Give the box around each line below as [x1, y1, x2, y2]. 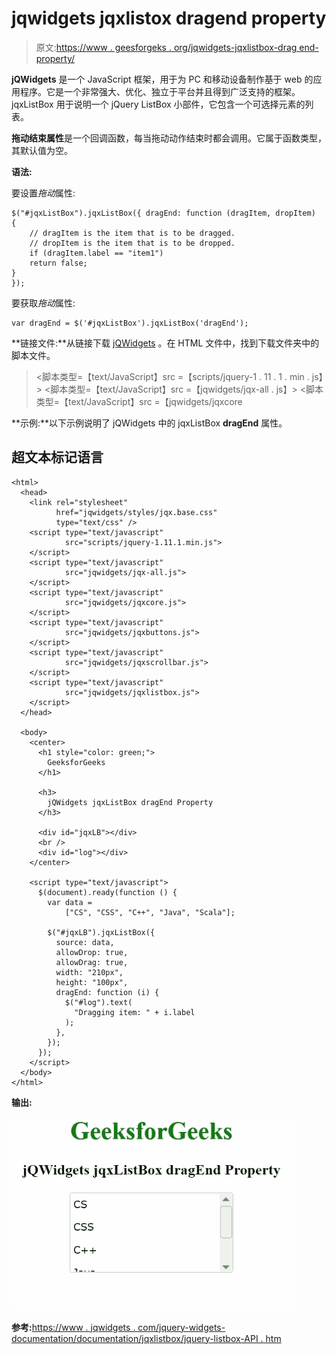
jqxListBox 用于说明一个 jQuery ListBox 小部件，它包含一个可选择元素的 [11, 98, 306, 110]
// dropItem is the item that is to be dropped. [29, 238, 236, 248]
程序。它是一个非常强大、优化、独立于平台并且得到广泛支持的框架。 [19, 85, 301, 97]
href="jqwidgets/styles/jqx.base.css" [55, 507, 218, 517]
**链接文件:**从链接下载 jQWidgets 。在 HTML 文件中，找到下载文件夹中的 [11, 337, 320, 349]
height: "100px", [55, 977, 129, 987]
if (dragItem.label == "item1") [29, 248, 164, 258]
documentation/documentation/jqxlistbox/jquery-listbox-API [11, 1332, 259, 1344]
